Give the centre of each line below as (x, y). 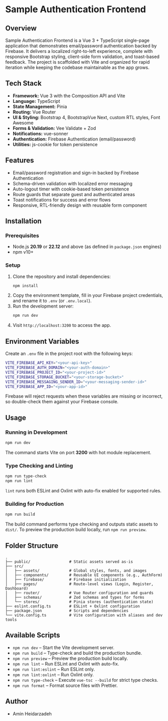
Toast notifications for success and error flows (62, 200)
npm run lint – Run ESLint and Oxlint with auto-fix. (66, 663)
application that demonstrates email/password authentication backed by (81, 46)
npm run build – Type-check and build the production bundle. (77, 653)
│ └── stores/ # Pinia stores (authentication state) (79, 602)
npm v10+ (23, 252)
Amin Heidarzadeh (32, 713)
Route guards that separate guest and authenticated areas (74, 194)
